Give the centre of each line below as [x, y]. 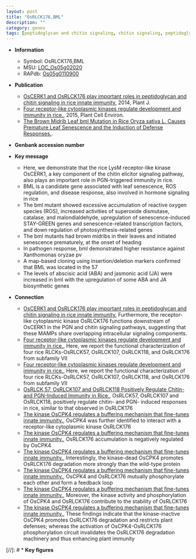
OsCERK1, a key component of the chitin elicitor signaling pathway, [104, 174]
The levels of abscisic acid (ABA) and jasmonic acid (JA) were [98, 273]
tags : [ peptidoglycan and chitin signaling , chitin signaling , [85, 33]
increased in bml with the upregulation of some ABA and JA [95, 280]
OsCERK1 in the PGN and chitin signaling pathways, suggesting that [104, 327]
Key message [31, 156]
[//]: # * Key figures [30, 550]
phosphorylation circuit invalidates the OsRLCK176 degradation [99, 533]
